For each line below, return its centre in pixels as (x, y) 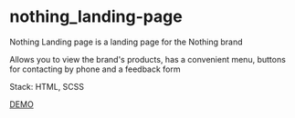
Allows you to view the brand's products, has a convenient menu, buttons (147, 59)
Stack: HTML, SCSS (47, 86)
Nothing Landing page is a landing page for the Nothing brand (126, 42)
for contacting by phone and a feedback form (95, 69)
